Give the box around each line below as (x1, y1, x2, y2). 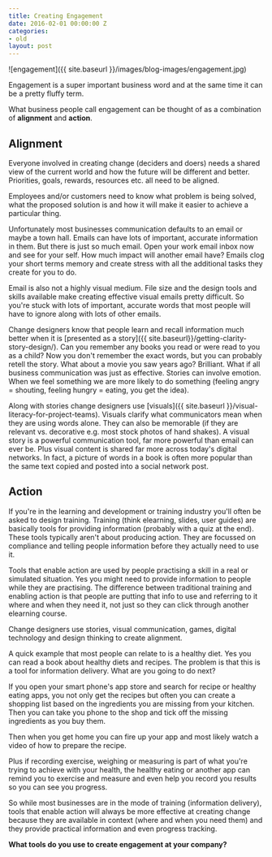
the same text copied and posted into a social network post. (8, 461, 209, 471)
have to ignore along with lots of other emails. (8, 309, 162, 318)
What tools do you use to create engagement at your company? (8, 839, 227, 849)
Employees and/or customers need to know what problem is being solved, (8, 191, 257, 201)
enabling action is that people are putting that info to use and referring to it (8, 591, 258, 601)
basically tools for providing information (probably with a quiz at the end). (8, 523, 254, 533)
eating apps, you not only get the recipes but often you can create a (8, 690, 235, 699)
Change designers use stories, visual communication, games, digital (8, 624, 237, 634)
